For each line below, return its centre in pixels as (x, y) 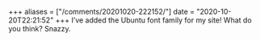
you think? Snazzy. (40, 29)
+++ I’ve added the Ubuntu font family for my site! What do (153, 20)
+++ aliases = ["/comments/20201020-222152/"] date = (102, 12)
